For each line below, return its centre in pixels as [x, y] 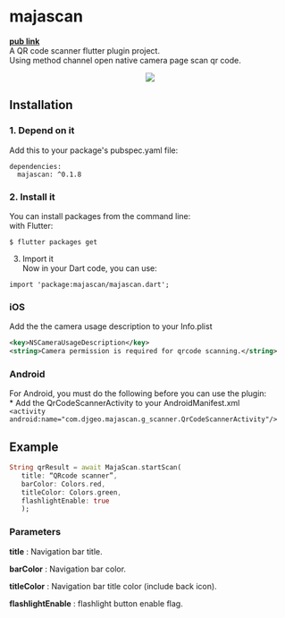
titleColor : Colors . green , [71, 492]
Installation [41, 105]
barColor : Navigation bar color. [68, 569]
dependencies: [36, 166]
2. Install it [32, 197]
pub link [25, 41]
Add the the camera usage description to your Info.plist [111, 326]
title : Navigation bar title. [56, 551]
